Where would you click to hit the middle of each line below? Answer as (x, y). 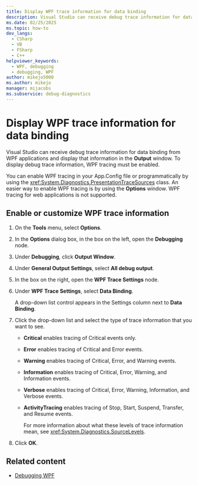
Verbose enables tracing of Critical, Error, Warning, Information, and (106, 389)
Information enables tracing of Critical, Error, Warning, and (95, 372)
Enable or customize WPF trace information (88, 213)
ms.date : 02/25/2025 (32, 22)
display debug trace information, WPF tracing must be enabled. (83, 164)
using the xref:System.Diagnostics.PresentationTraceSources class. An (92, 182)
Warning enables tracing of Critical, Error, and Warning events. (100, 361)
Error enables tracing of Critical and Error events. (83, 349)
